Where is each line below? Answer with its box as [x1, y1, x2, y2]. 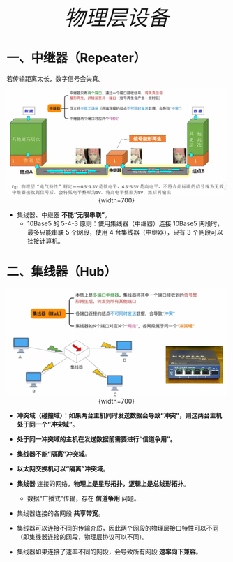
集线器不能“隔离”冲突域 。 [16, 450, 91, 458]
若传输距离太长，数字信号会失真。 [6, 74, 105, 82]
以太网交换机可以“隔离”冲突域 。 [16, 464, 110, 473]
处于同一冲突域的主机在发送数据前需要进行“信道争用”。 [16, 434, 176, 443]
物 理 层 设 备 [63, 4, 170, 31]
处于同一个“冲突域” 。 [16, 420, 79, 428]
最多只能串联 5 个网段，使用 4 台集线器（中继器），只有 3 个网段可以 [27, 228, 224, 236]
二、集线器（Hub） [6, 263, 117, 279]
